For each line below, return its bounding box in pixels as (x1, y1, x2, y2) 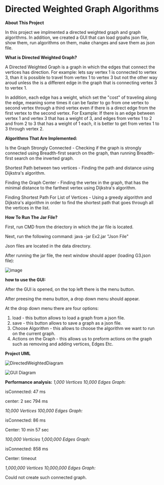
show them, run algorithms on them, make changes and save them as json (5, 39, 155, 45)
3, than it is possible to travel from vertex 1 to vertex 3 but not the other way (5, 74, 158, 80)
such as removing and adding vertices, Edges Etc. (12, 341, 114, 347)
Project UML (5, 350, 31, 356)
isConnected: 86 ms (5, 417, 46, 423)
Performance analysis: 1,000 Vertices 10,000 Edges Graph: (5, 379, 126, 385)
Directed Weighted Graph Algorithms (5, 3, 159, 15)
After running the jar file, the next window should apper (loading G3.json (5, 252, 151, 258)
